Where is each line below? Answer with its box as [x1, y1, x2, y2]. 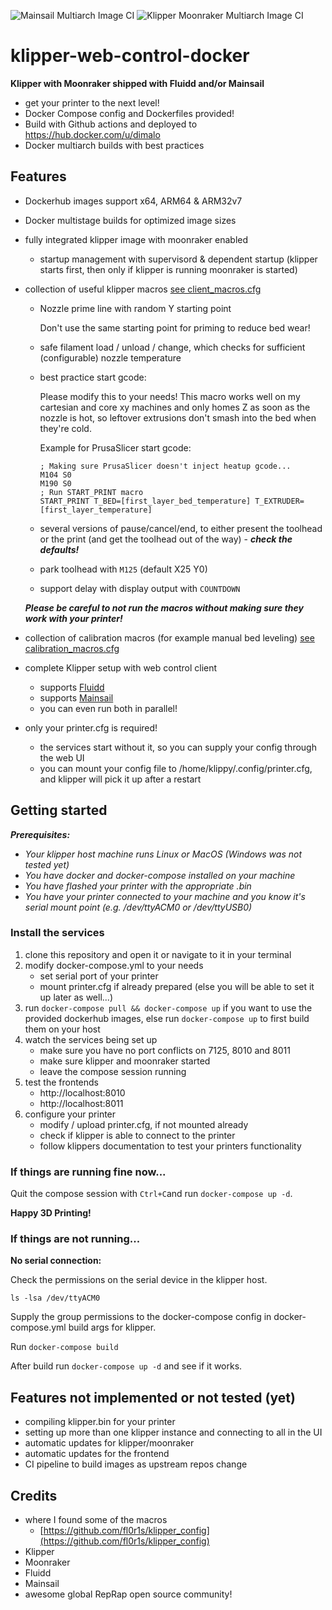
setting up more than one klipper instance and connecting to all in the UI [24, 1426, 323, 1439]
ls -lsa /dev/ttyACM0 [10, 1293, 101, 1304]
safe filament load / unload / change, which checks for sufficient [39, 341, 306, 353]
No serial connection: [10, 1255, 102, 1267]
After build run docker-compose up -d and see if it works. [10, 1360, 243, 1372]
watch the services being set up [24, 1033, 158, 1045]
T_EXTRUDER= [254, 496, 305, 506]
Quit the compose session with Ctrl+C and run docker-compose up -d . [10, 1188, 293, 1200]
